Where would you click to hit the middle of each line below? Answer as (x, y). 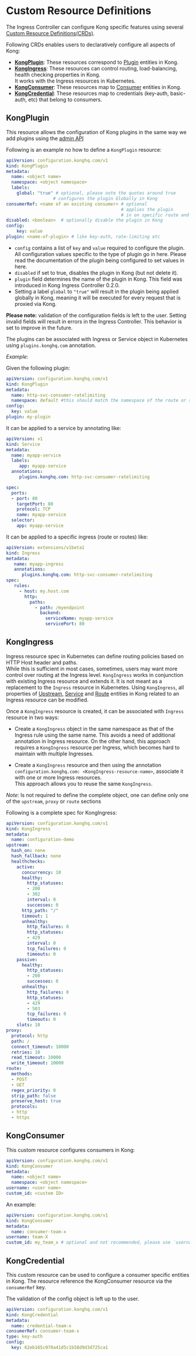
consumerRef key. (26, 1287)
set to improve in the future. (39, 328)
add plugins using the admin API (45, 138)
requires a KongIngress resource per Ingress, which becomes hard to (97, 747)
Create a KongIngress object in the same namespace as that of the (94, 728)
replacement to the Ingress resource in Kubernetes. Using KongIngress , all (95, 687)
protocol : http (30, 1035)
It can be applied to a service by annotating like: (64, 428)
